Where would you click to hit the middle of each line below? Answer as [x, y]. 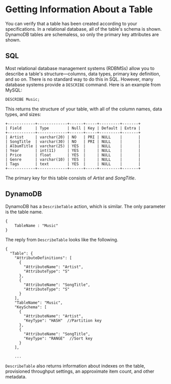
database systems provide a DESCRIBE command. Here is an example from [83, 84]
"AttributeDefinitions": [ [43, 258]
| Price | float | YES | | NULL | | [73, 155]
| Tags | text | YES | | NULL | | [73, 164]
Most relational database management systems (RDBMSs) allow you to [80, 68]
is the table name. [24, 212]
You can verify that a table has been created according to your [71, 24]
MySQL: [14, 90]
